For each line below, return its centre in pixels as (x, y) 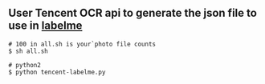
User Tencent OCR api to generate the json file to (132, 13)
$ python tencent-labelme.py (57, 72)
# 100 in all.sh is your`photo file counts (82, 44)
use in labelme (45, 26)
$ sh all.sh (28, 51)
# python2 (25, 65)
